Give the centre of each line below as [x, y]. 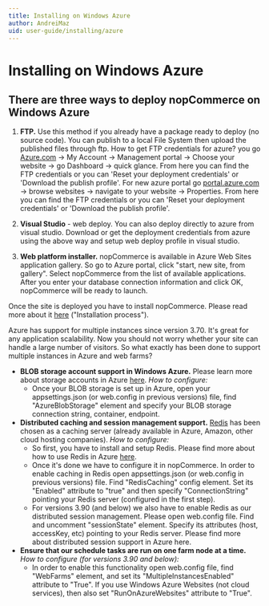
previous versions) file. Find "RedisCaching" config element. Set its [143, 482]
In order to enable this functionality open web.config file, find [132, 567]
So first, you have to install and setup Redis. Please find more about [143, 448]
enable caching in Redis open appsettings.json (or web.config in [138, 474]
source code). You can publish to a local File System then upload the [133, 140]
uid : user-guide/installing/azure [66, 31]
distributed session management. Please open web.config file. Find [143, 517]
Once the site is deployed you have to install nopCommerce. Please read [128, 307]
